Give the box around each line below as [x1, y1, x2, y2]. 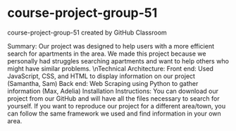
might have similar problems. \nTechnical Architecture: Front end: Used [7, 64, 213, 73]
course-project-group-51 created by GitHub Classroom [7, 28, 167, 37]
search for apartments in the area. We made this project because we [7, 49, 206, 58]
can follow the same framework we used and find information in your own [7, 109, 222, 118]
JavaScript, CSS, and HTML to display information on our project [7, 72, 196, 80]
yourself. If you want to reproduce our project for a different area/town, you [7, 101, 226, 110]
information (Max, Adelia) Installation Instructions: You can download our [7, 87, 218, 95]
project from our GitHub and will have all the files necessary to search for [7, 94, 220, 103]
